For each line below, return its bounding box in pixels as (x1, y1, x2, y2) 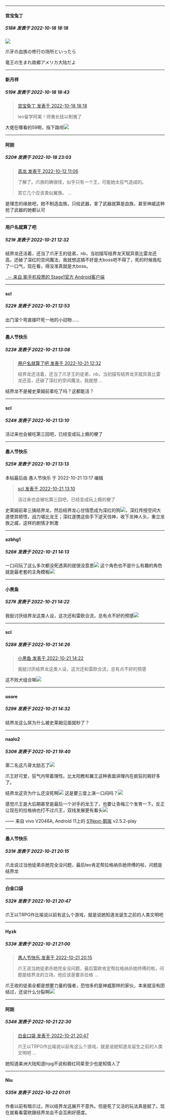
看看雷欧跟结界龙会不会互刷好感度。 (14, 1109, 90, 1115)
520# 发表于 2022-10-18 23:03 (5, 154, 72, 161)
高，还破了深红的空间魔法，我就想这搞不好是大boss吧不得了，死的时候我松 (5, 257, 162, 263)
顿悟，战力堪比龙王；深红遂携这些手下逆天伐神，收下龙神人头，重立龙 (18, 514, 165, 520)
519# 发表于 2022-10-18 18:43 (5, 89, 70, 95)
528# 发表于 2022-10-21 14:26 (5, 641, 70, 648)
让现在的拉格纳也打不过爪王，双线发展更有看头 (5, 807, 103, 813)
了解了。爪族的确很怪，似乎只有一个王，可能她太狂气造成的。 (17, 179, 147, 185)
